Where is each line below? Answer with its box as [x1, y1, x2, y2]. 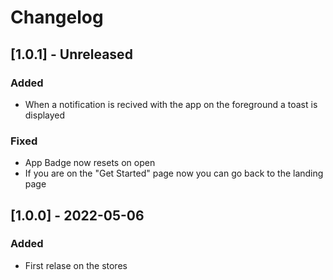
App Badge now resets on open [24, 157, 156, 169]
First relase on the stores [24, 259, 128, 271]
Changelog [10, 6, 104, 29]
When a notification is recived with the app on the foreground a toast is [24, 98, 318, 110]
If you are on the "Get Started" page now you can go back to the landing [24, 167, 324, 180]
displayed [24, 109, 66, 121]
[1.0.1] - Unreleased [10, 46, 133, 63]
